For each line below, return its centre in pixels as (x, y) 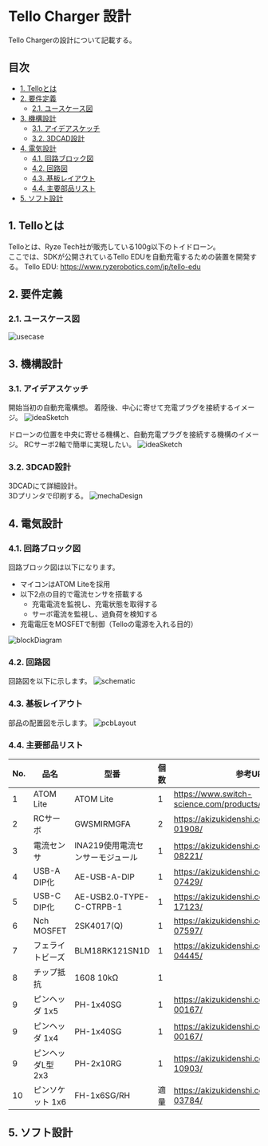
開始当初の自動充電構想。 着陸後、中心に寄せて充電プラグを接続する (121, 407)
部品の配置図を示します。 (50, 723)
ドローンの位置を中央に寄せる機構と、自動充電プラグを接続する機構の (123, 434)
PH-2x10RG (98, 1063)
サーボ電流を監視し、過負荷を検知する (95, 614)
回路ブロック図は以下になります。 (64, 567)
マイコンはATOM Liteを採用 (65, 584)
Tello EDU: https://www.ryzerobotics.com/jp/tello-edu (112, 266)
